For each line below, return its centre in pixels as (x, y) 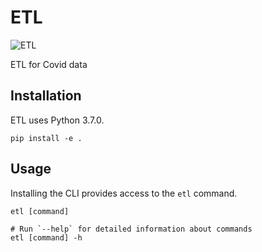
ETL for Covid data (49, 64)
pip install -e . (46, 138)
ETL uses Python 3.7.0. (57, 120)
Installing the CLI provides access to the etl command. (124, 193)
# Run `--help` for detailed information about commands (131, 229)
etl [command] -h (46, 237)
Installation (46, 96)
